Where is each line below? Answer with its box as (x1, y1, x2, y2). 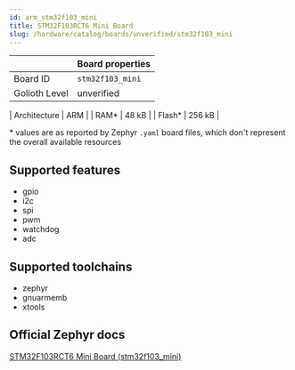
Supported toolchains (9, 259, 133, 274)
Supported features (9, 162, 121, 178)
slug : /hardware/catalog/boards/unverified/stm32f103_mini (9, 29, 234, 38)
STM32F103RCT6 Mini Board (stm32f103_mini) (9, 350, 182, 361)
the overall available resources (9, 137, 122, 148)
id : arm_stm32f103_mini (9, 12, 98, 22)
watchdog (21, 224, 60, 235)
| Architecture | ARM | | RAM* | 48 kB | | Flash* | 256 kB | (9, 110, 220, 121)
